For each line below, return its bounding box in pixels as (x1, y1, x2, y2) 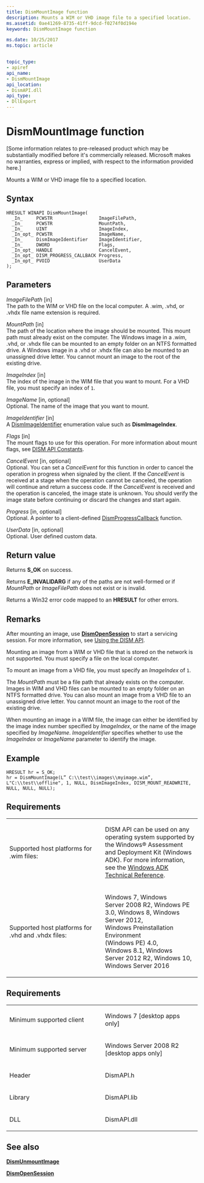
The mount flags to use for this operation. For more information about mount (6, 439, 197, 446)
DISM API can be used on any (105, 825, 190, 834)
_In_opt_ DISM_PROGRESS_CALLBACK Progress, (12, 252, 123, 259)
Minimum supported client (9, 1015, 84, 1023)
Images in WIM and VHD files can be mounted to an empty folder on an (6, 685, 185, 692)
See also (6, 1142, 39, 1153)
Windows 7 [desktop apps (105, 1011, 180, 1020)
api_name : (6, 70, 32, 76)
